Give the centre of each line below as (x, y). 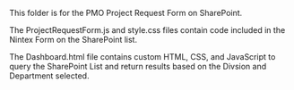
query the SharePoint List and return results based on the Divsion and (138, 66)
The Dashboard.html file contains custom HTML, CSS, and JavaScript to (143, 57)
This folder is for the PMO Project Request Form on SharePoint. (126, 13)
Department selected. (49, 76)
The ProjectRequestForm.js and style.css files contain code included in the (147, 30)
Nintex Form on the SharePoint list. (73, 40)
